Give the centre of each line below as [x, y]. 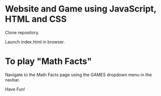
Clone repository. [22, 32]
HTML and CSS [36, 19]
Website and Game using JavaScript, [81, 9]
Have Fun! [15, 89]
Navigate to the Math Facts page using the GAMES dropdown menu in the [79, 75]
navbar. [13, 80]
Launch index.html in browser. [35, 41]
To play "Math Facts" [48, 62]
